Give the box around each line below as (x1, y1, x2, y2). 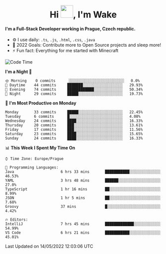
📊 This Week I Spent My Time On (5, 145, 75, 151)
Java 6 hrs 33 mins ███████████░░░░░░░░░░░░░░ (5, 169, 161, 174)
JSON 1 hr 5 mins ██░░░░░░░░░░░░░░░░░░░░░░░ (5, 195, 161, 201)
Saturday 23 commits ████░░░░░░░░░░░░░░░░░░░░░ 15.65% (5, 132, 143, 137)
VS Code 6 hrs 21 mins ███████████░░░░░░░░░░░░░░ (5, 230, 161, 236)
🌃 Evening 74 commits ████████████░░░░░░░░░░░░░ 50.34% (5, 87, 143, 92)
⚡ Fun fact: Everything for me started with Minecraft (12, 48, 119, 54)
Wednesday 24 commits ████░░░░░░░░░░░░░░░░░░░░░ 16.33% (5, 118, 143, 124)
